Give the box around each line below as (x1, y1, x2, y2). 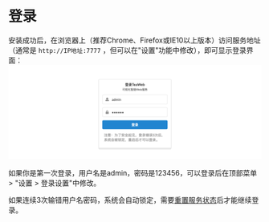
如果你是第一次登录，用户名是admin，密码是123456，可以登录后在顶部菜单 (8, 168, 258, 177)
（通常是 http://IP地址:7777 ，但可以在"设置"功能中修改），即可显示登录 (8, 45, 247, 54)
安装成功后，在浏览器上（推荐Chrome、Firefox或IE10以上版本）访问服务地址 (8, 35, 261, 45)
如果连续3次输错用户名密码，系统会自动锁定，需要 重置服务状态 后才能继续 (8, 195, 252, 204)
